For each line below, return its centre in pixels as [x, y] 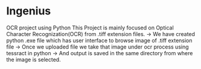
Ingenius [29, 11]
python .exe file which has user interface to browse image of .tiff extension [99, 40]
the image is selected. [34, 59]
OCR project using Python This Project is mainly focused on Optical [90, 28]
